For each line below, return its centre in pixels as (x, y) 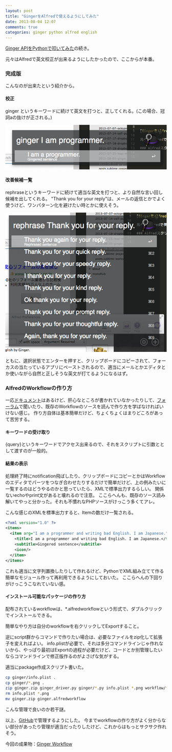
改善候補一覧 (19, 180)
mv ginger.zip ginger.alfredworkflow (46, 699)
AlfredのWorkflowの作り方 (39, 388)
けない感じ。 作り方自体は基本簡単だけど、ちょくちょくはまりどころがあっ (84, 413)
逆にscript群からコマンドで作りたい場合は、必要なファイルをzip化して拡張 (84, 637)
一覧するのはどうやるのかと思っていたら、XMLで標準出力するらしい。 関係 (85, 489)
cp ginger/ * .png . (25, 683)
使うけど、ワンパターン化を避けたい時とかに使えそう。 (63, 205)
